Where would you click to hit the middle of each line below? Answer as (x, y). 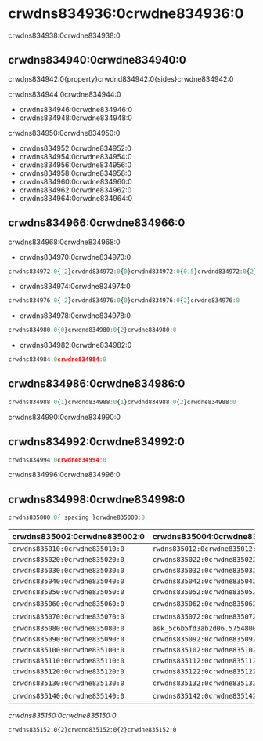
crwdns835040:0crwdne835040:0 (68, 581)
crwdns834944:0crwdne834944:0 (65, 94)
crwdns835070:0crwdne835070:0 (68, 617)
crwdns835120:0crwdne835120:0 (68, 672)
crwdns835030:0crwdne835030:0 (68, 571)
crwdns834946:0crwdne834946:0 (76, 109)
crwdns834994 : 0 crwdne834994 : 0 (58, 460)
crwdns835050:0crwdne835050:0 (68, 592)
